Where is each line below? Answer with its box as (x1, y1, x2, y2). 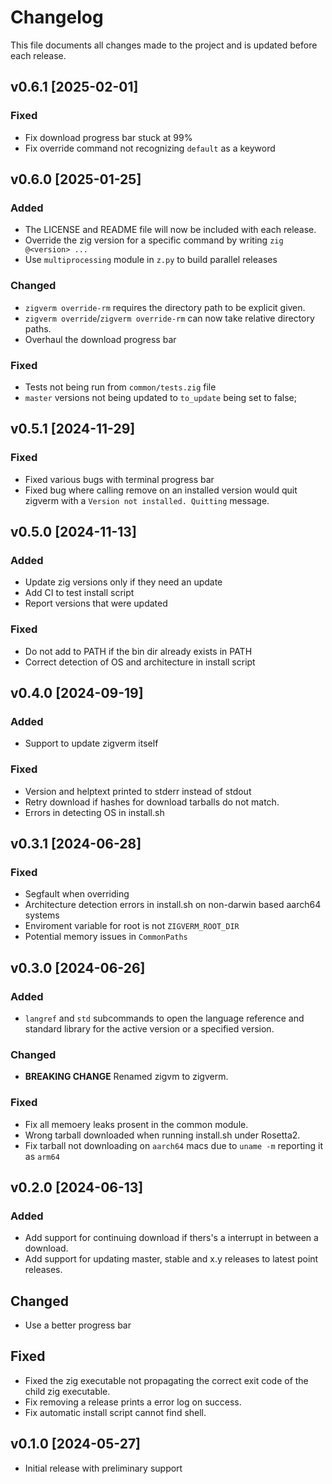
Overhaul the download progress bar (24, 333, 177, 345)
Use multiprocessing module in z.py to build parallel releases (24, 254, 278, 266)
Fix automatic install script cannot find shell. (24, 1406, 207, 1418)
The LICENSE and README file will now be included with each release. (24, 224, 317, 236)
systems (24, 909, 60, 921)
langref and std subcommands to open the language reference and (24, 1012, 305, 1024)
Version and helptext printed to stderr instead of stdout (24, 785, 252, 797)
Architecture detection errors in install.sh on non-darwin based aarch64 (24, 899, 322, 911)
